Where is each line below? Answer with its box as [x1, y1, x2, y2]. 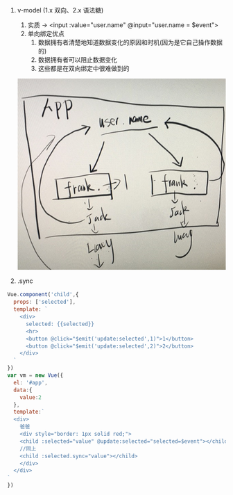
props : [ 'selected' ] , [13, 298, 76, 306]
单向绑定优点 [27, 30, 64, 38]
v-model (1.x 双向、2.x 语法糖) [17, 6, 104, 14]
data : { [13, 387, 33, 393]
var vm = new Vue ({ [7, 372, 64, 379]
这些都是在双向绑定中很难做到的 [37, 65, 130, 72]
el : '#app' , [13, 379, 49, 386]
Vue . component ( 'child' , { [7, 291, 79, 298]
